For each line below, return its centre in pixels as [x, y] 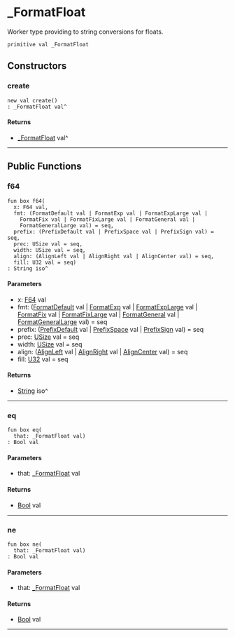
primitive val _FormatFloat [48, 44]
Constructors [37, 66]
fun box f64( [26, 201]
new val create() [33, 100]
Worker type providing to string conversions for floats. [85, 32]
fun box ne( [24, 544]
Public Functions [44, 167]
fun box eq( [24, 430]
